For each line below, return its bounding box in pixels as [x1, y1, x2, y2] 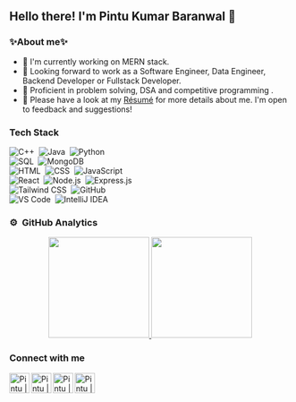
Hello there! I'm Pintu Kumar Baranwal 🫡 [9, 9, 237, 24]
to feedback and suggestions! [21, 104, 132, 115]
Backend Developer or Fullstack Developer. [21, 75, 182, 86]
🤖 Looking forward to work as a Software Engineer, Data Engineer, [21, 65, 266, 76]
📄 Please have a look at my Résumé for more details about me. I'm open [21, 94, 288, 105]
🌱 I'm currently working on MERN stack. [21, 56, 170, 67]
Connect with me [9, 352, 85, 364]
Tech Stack [9, 126, 60, 139]
